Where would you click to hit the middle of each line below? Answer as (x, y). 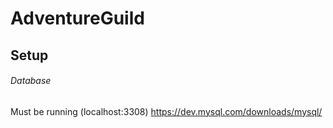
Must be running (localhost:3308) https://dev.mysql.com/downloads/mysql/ (166, 111)
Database (31, 81)
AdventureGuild (77, 18)
